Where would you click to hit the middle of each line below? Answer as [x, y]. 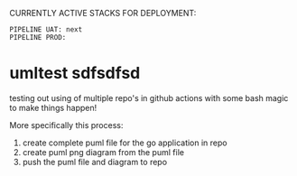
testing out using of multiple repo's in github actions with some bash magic [149, 97]
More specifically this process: [66, 125]
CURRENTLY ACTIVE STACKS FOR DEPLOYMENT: [103, 13]
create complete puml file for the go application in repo [125, 143]
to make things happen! [53, 107]
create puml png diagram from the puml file [103, 152]
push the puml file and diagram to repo [95, 162]
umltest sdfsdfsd [75, 74]
